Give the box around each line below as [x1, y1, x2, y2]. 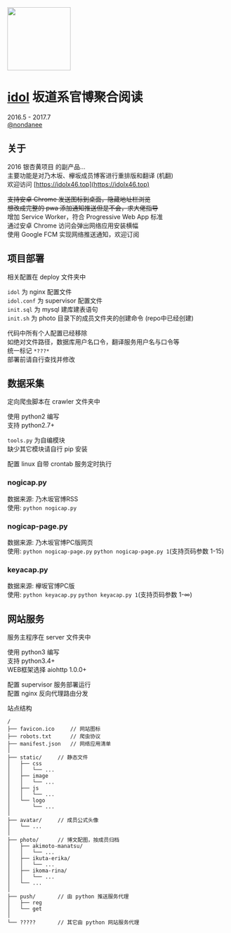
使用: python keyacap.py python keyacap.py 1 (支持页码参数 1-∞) [7, 590, 193, 599]
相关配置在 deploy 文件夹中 [7, 272, 86, 281]
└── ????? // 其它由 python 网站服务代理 [7, 919, 140, 926]
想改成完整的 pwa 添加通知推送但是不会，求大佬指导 [7, 204, 159, 212]
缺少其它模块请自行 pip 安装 [7, 445, 88, 454]
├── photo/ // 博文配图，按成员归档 [7, 837, 119, 844]
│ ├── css [7, 760, 42, 767]
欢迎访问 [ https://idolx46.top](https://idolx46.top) [7, 180, 150, 188]
